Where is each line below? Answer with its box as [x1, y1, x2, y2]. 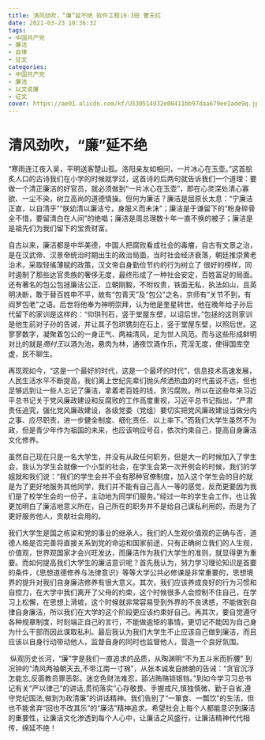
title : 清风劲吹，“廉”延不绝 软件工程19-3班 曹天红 [8, 11, 162, 20]
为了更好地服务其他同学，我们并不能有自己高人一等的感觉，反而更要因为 [14, 482, 250, 491]
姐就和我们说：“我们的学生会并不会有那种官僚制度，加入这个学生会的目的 [8, 472, 247, 481]
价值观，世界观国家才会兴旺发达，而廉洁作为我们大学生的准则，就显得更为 [8, 548, 250, 558]
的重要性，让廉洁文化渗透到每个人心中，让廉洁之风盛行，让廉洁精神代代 [8, 713, 243, 723]
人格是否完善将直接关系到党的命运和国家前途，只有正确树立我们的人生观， [14, 538, 257, 548]
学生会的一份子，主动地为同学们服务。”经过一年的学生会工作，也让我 [35, 491, 257, 501]
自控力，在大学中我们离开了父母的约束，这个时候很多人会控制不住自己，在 [8, 587, 250, 598]
